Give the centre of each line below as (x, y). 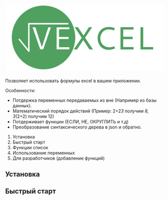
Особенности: (20, 91)
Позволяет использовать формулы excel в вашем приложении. (73, 81)
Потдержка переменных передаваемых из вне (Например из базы (85, 100)
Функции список (30, 148)
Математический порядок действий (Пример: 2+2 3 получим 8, (81, 111)
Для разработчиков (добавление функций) (59, 158)
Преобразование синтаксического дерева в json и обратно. (77, 127)
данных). (22, 106)
